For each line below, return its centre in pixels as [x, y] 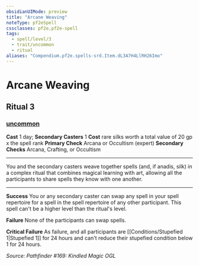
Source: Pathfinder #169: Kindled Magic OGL [61, 256]
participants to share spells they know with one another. [75, 179]
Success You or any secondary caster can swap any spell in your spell [92, 196]
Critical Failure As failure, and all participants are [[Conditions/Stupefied [94, 231]
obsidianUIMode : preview [37, 12]
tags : [13, 34]
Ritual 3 [20, 107]
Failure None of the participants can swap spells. [66, 220]
